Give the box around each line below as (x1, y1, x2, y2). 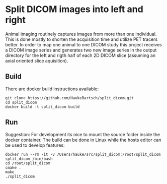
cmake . (5, 165, 22, 170)
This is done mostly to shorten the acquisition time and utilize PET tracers (5, 36, 158, 42)
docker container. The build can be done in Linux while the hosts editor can (5, 137, 161, 143)
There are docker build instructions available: (5, 86, 99, 92)
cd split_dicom (5, 100, 37, 105)
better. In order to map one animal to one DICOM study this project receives (5, 41, 162, 47)
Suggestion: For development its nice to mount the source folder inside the (5, 131, 160, 137)
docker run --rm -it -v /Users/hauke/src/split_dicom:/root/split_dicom (5, 152, 161, 157)
